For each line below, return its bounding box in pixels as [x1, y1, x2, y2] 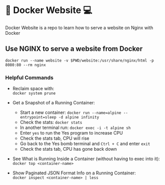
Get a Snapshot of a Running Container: [12, 100, 95, 106]
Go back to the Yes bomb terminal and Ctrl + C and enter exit [20, 141, 150, 147]
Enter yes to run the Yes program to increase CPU [20, 130, 123, 136]
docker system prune [12, 91, 56, 96]
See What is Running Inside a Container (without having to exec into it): [12, 156, 160, 162]
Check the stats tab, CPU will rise [20, 135, 90, 142]
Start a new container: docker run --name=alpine [20, 109, 122, 115]
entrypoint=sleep [20, 115, 57, 120]
